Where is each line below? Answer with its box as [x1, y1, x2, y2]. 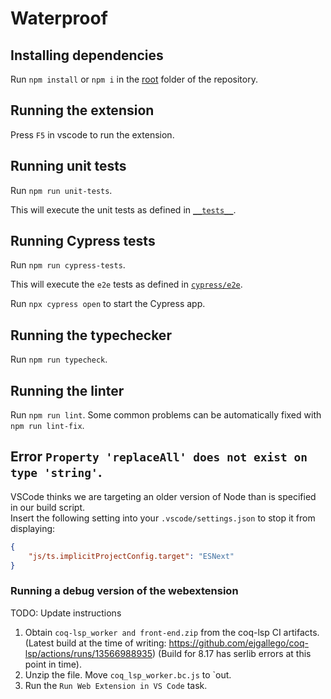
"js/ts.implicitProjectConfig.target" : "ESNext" [28, 551, 235, 561]
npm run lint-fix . [10, 420, 85, 432]
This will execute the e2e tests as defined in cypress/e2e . [10, 278, 243, 291]
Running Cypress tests [10, 233, 156, 250]
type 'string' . [10, 464, 103, 481]
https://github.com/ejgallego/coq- [168, 637, 309, 649]
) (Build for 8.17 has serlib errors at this [152, 647, 312, 659]
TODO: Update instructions [10, 607, 122, 619]
